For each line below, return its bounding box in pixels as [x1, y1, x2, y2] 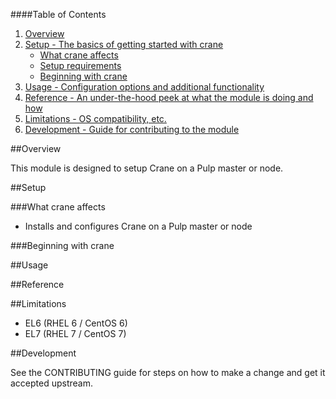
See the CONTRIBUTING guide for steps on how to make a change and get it [10, 367, 326, 378]
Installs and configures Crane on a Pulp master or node [24, 220, 253, 232]
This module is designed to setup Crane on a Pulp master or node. [10, 162, 284, 174]
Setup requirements [39, 60, 122, 71]
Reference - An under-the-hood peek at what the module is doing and [24, 92, 314, 103]
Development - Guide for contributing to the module [24, 124, 240, 135]
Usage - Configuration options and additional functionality [24, 81, 265, 93]
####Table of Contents [10, 9, 107, 20]
